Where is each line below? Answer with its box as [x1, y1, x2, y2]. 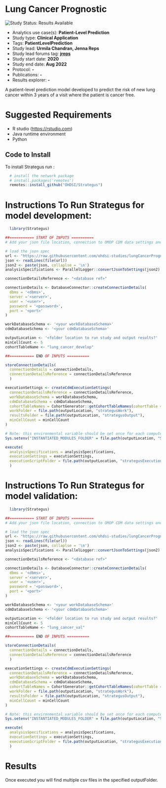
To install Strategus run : [5, 164, 55, 170]
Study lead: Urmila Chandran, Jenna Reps [12, 45, 100, 51]
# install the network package [9, 173, 74, 178]
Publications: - [12, 71, 42, 77]
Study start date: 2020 [12, 56, 59, 62]
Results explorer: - [12, 77, 50, 83]
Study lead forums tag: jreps [12, 51, 71, 57]
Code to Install [5, 150, 51, 159]
